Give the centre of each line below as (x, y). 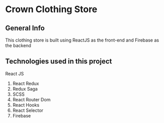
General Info (25, 28)
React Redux (26, 83)
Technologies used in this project (59, 61)
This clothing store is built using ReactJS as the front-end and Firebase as (82, 40)
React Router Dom (32, 99)
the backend (18, 46)
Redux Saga (25, 89)
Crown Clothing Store (51, 9)
